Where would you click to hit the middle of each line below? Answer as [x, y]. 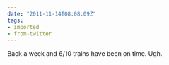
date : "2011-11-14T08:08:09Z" [52, 14]
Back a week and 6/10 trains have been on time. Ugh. [85, 54]
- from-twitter [30, 34]
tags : [15, 20]
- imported [23, 27]
